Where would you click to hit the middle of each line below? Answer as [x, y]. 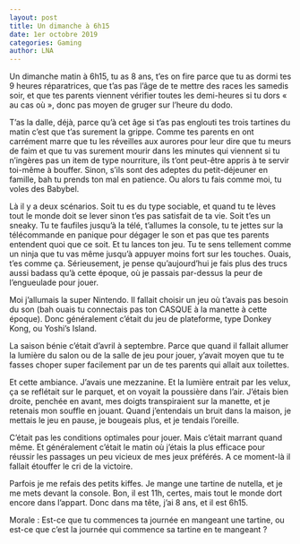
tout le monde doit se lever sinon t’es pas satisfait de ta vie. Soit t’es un [140, 216]
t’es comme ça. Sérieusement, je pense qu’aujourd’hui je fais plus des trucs [149, 263]
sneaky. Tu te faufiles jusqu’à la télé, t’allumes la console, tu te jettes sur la [146, 226]
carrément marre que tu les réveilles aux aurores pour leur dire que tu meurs [150, 142]
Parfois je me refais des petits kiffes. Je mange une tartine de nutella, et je [146, 484]
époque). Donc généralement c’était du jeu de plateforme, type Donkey [140, 319]
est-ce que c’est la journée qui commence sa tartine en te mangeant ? [138, 530]
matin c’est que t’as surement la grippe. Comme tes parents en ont [132, 132]
